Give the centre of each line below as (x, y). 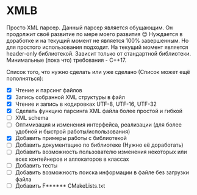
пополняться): (25, 78)
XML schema (32, 118)
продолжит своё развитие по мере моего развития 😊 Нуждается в (95, 34)
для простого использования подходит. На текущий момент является (97, 47)
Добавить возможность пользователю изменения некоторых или (101, 152)
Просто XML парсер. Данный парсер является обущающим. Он (90, 28)
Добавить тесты (36, 165)
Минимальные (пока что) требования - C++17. (66, 60)
